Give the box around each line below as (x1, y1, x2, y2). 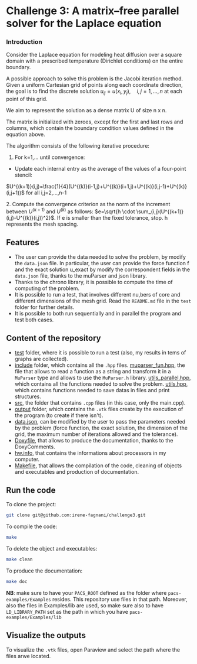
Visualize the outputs (6, 630, 86, 640)
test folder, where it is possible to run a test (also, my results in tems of (14, 349, 186, 356)
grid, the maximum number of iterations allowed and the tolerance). (14, 430, 178, 438)
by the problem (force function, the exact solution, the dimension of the (14, 424, 188, 431)
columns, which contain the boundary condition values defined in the (6, 125, 174, 132)
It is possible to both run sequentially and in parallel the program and (14, 310, 181, 317)
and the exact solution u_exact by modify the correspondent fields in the (14, 266, 190, 273)
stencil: (14, 171, 32, 178)
